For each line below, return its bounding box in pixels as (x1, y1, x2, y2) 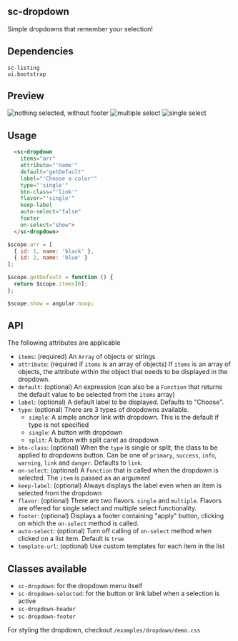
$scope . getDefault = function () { (7, 274, 114, 281)
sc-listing (7, 64, 40, 71)
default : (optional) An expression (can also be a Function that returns (17, 383, 223, 391)
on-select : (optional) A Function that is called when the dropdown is (17, 466, 219, 475)
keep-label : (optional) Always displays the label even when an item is (17, 481, 222, 490)
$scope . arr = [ (7, 241, 53, 248)
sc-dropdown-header (17, 606, 76, 613)
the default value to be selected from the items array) (17, 390, 175, 399)
